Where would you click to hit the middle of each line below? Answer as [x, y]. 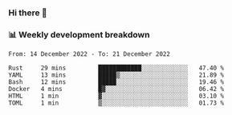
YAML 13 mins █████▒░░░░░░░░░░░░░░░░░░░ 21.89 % [116, 75]
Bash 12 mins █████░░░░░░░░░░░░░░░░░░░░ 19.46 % [116, 82]
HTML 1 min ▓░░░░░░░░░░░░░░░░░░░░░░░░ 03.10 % [116, 96]
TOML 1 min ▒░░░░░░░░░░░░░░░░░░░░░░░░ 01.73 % [116, 103]
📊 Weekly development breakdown [79, 34]
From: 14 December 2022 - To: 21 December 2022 [90, 54]
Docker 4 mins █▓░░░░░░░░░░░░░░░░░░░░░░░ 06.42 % [116, 89]
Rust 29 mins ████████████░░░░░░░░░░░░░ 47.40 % [116, 68]
